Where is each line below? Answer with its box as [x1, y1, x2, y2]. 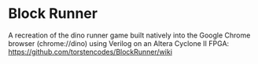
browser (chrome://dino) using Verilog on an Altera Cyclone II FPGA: [8, 38, 230, 48]
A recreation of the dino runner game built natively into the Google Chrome [8, 30, 251, 40]
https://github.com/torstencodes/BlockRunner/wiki [8, 47, 173, 56]
